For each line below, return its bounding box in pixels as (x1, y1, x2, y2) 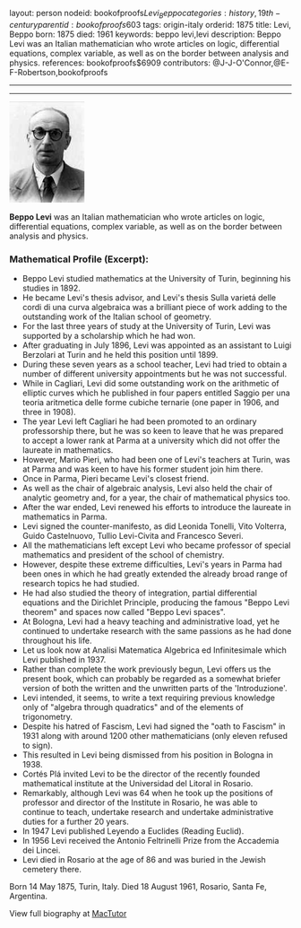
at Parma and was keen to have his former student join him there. (21, 464, 263, 474)
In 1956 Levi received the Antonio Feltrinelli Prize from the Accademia (21, 836, 279, 846)
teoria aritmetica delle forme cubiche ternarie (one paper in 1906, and (21, 397, 279, 408)
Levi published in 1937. (21, 655, 107, 665)
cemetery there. (21, 864, 82, 875)
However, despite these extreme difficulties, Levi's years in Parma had (21, 559, 282, 570)
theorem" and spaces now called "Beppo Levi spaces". (21, 607, 226, 618)
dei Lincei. (21, 845, 61, 855)
